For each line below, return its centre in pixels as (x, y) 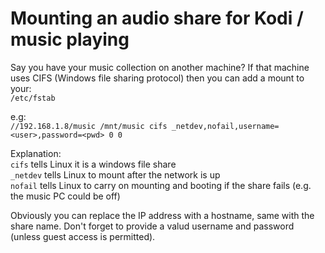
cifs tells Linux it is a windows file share (93, 164)
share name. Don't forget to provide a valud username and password (152, 226)
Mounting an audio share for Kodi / (157, 18)
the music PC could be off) (65, 196)
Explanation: (36, 153)
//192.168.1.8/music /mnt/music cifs (89, 126)
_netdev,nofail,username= (225, 126)
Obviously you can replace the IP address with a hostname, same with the (162, 215)
